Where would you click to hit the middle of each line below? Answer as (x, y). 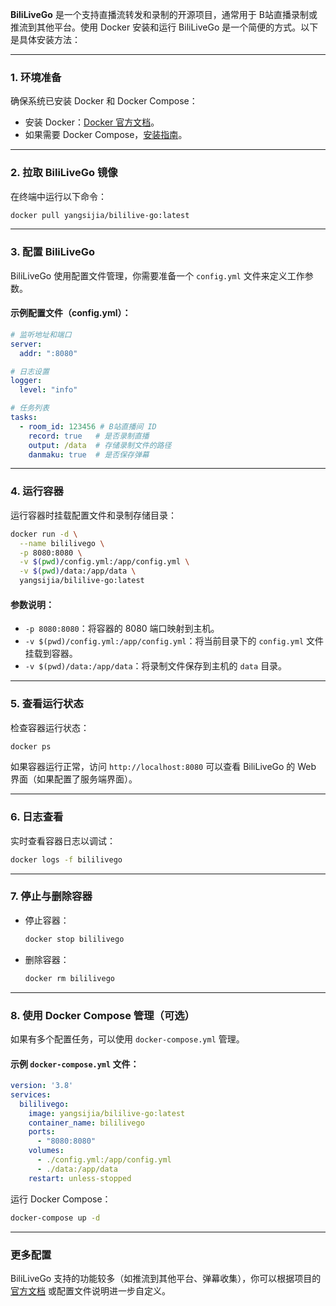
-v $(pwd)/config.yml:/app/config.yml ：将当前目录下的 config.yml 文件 (174, 641)
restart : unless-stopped (80, 1178)
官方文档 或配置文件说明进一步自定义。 (90, 1290)
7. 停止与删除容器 (51, 896)
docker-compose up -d (55, 1218)
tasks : (24, 418)
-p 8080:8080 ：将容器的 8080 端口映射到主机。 (122, 629)
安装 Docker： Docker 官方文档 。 (92, 122)
